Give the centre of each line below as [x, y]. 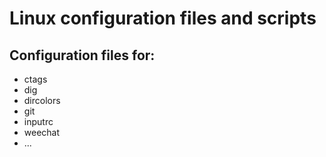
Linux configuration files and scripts [163, 18]
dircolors [42, 100]
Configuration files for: [82, 55]
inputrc [38, 121]
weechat [42, 132]
